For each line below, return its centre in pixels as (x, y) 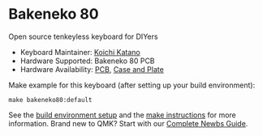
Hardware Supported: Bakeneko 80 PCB (88, 61)
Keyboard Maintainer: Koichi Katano (80, 52)
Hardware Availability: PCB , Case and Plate (92, 69)
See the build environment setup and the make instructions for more (123, 115)
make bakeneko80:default (50, 100)
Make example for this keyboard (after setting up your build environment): (132, 85)
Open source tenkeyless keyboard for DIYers (83, 36)
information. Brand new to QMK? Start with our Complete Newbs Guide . (128, 123)
